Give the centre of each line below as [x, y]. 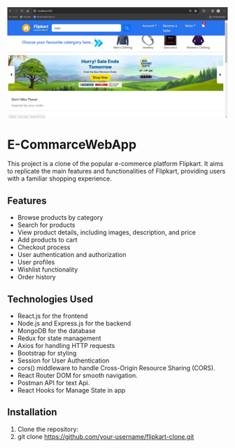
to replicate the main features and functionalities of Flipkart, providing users [116, 171]
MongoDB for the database [56, 331]
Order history [36, 277]
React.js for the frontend [52, 316]
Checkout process [44, 247]
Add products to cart [48, 240]
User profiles [36, 262]
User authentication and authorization [72, 255]
